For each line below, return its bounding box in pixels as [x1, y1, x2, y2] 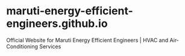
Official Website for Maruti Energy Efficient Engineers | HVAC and [6, 36, 169, 43]
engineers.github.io [6, 17, 108, 30]
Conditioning [6, 43, 38, 50]
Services [39, 43, 61, 50]
